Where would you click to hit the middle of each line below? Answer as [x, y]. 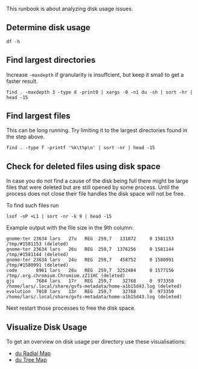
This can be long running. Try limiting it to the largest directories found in [97, 130]
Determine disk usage [48, 27]
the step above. [26, 137]
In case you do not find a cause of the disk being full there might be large [97, 181]
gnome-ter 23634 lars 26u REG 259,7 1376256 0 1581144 [90, 249]
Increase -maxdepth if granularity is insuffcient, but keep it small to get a [95, 74]
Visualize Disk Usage [47, 327]
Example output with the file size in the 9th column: [70, 228]
